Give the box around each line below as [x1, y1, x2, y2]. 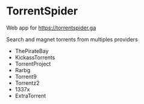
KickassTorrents [14, 54, 55, 61]
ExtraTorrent [14, 92, 46, 99]
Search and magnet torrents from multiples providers [6, 35, 139, 43]
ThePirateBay [14, 47, 49, 55]
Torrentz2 [14, 79, 40, 87]
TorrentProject [14, 60, 51, 67]
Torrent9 [14, 73, 37, 80]
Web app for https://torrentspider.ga [6, 24, 96, 31]
